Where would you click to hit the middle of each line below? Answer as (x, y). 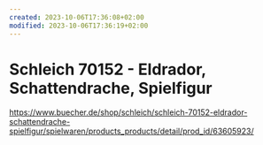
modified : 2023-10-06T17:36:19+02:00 (79, 26)
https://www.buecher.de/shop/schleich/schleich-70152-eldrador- (128, 112)
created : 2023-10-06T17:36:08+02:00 (77, 17)
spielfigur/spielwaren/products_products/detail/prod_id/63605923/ (131, 131)
